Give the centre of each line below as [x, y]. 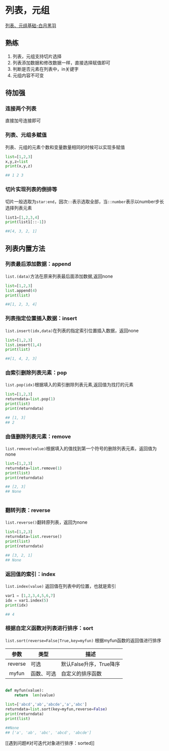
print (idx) [17, 605]
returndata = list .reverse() [34, 537]
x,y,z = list [17, 161]
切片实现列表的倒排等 [31, 190]
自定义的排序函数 [81, 673]
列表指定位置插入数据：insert [41, 318]
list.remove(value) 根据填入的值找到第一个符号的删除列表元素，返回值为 [81, 448]
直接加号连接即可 [23, 121]
